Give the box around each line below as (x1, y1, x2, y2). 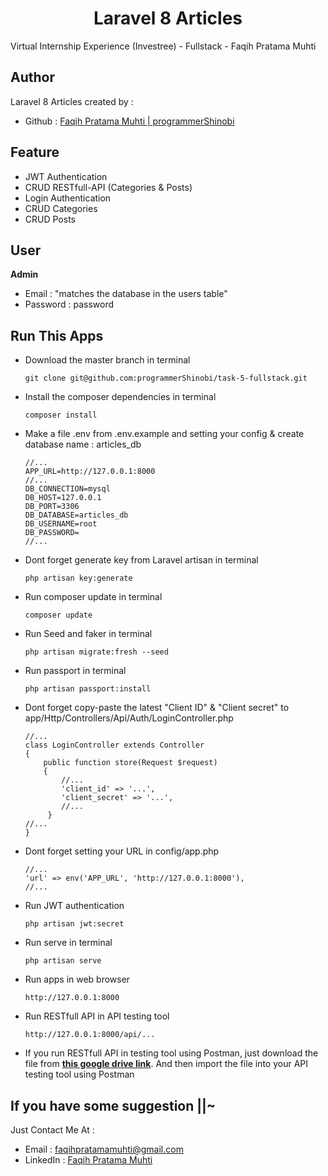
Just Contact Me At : (10, 1124, 95, 1136)
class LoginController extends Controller (24, 740, 205, 751)
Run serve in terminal (24, 937, 113, 949)
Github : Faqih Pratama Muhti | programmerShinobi (24, 115, 235, 127)
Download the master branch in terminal (24, 354, 191, 366)
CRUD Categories (24, 202, 98, 214)
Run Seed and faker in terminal (24, 628, 153, 640)
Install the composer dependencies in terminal (24, 391, 217, 403)
